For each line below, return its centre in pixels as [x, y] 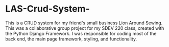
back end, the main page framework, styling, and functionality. [71, 39]
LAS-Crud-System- [48, 9]
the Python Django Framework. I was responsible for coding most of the [81, 33]
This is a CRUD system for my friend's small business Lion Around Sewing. [84, 23]
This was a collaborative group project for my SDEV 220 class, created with [85, 28]
